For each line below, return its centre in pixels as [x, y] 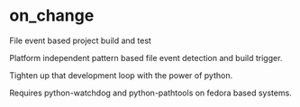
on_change [52, 16]
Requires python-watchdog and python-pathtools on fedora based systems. [151, 93]
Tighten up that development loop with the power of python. [121, 75]
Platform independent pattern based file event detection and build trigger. [146, 58]
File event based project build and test [80, 40]
